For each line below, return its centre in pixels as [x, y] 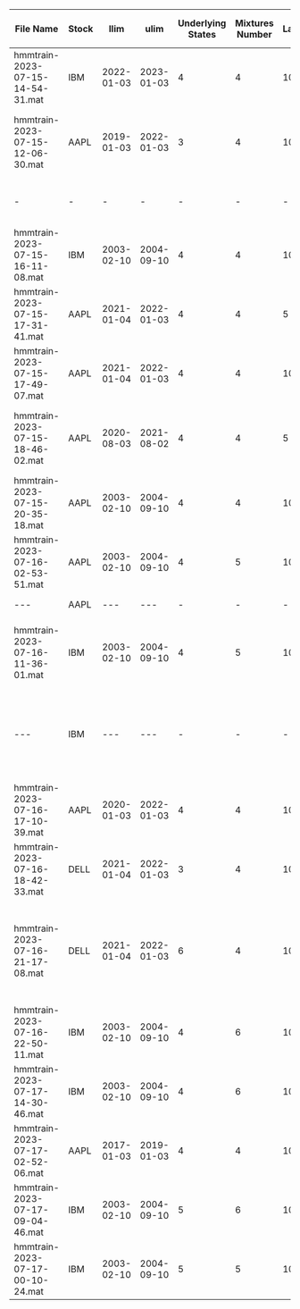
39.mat [29, 832]
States [202, 34]
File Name [37, 29]
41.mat [29, 336]
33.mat [29, 891]
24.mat [29, 1292]
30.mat [29, 164]
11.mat [29, 1055]
